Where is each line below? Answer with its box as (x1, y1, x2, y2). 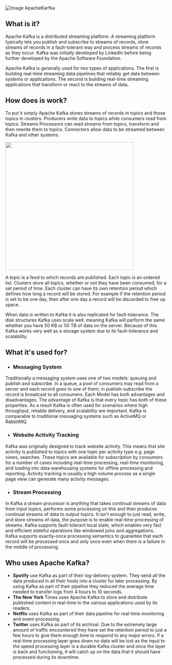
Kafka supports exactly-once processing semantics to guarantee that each (5, 533, 163, 539)
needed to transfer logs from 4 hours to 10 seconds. (12, 589, 123, 595)
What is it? (5, 19, 40, 28)
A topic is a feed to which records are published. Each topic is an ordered (5, 274, 160, 280)
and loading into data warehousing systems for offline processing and (5, 465, 153, 471)
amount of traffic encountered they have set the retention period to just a (12, 627, 167, 633)
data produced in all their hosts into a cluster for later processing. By (12, 577, 158, 584)
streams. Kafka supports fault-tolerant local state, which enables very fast (5, 522, 162, 528)
